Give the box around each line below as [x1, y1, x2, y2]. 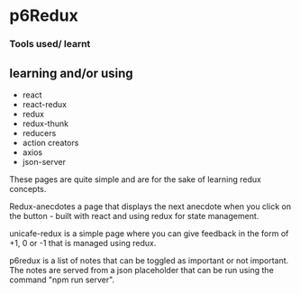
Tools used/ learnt [9, 38, 91, 51]
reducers [22, 127, 57, 138]
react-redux [22, 98, 68, 109]
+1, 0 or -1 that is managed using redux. [9, 237, 157, 248]
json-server [22, 156, 66, 167]
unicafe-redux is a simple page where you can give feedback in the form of [9, 227, 289, 239]
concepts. [9, 183, 47, 194]
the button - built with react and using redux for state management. [9, 210, 259, 221]
